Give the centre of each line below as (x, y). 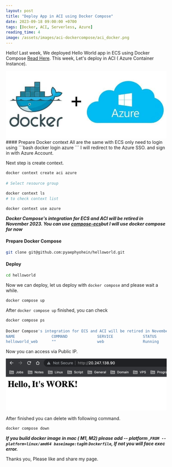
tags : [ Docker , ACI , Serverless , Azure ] (50, 27)
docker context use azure (33, 209)
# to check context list (32, 199)
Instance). (16, 64)
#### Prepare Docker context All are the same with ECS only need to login (84, 142)
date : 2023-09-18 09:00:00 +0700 (41, 21)
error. (12, 449)
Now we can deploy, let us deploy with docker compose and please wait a (82, 285)
